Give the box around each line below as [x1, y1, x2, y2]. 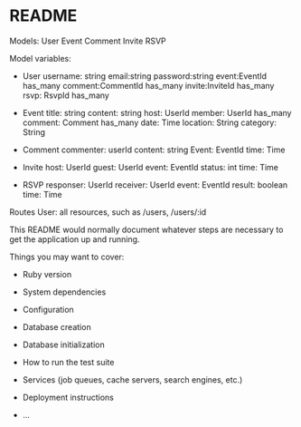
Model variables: [9, 53, 71, 63]
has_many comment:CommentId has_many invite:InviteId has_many [22, 80, 275, 91]
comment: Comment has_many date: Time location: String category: [22, 117, 277, 128]
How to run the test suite [22, 356, 115, 367]
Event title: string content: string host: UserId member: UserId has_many [22, 107, 292, 118]
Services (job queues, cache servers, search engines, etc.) [22, 374, 243, 385]
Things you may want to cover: [9, 251, 125, 262]
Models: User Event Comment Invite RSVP [9, 35, 166, 46]
